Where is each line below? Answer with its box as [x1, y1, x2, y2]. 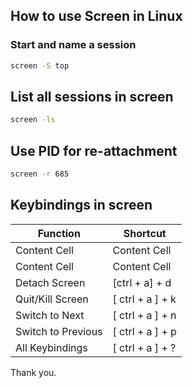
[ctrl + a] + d [112, 275, 172, 289]
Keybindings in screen [10, 197, 153, 214]
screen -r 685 [10, 169, 70, 179]
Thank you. [10, 366, 57, 378]
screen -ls [10, 115, 56, 125]
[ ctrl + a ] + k [112, 292, 177, 306]
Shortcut [123, 226, 167, 240]
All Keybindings [15, 340, 88, 354]
